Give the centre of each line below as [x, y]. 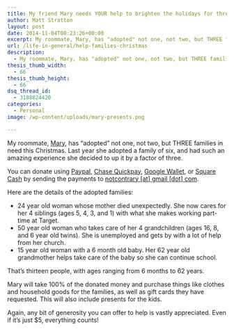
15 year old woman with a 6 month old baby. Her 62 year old [103, 250]
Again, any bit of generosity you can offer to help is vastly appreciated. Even [117, 312]
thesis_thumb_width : [37, 65]
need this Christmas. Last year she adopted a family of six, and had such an [116, 150]
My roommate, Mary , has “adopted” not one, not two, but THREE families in [115, 143]
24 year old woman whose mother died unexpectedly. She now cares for [122, 205]
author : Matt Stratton [40, 20]
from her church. [41, 242]
